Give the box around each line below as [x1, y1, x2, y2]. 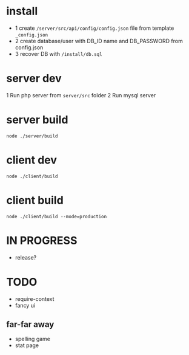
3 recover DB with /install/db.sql [15, 50, 102, 57]
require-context [15, 295, 55, 302]
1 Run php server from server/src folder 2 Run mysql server [6, 91, 156, 98]
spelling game [15, 336, 50, 343]
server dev [6, 72, 62, 86]
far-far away [6, 319, 55, 329]
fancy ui [15, 302, 36, 309]
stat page [15, 342, 39, 349]
